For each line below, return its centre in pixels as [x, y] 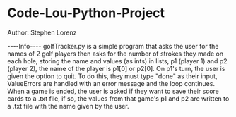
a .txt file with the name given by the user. [68, 106]
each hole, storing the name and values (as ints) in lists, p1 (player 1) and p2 [117, 61]
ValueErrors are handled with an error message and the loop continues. [111, 83]
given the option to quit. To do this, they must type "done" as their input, [112, 76]
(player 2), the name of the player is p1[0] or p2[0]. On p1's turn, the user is [116, 68]
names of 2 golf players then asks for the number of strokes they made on [116, 54]
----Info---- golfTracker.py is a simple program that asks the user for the [113, 46]
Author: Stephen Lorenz [42, 32]
